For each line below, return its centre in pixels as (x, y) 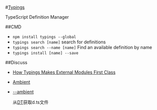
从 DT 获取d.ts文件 (31, 102)
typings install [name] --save (45, 53)
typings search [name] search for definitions (59, 42)
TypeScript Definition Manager (37, 17)
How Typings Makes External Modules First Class (64, 72)
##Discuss (16, 62)
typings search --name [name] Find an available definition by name (82, 47)
